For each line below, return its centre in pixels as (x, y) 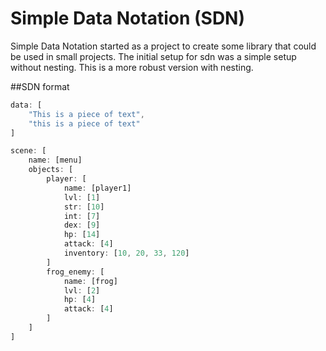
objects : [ (51, 170)
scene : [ (28, 151)
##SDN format (40, 86)
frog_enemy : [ (75, 272)
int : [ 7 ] (82, 216)
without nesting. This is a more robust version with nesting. (132, 67)
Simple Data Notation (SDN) (128, 18)
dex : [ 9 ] (82, 225)
